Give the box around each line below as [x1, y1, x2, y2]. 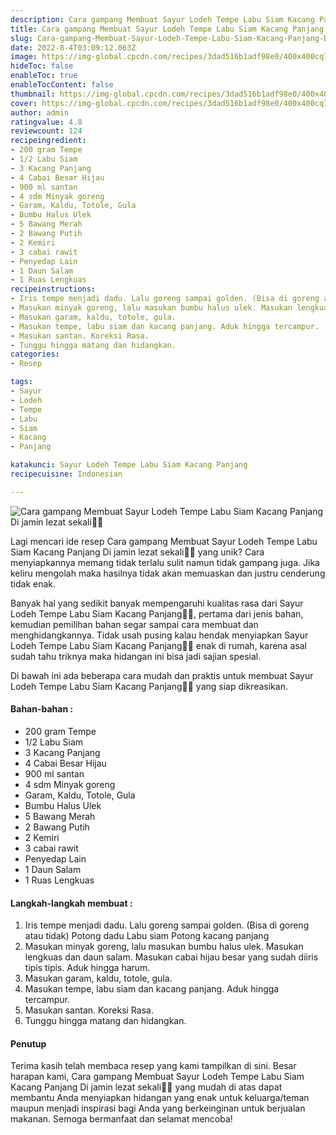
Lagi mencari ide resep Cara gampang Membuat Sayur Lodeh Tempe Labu [10, 535, 318, 547]
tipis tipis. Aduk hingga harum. [24, 962, 151, 974]
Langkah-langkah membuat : [10, 897, 133, 909]
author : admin [10, 107, 70, 118]
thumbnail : [10, 89, 56, 99]
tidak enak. [10, 577, 57, 590]
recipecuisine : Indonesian [10, 469, 123, 479]
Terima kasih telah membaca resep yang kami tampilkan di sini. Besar [10, 1060, 297, 1072]
